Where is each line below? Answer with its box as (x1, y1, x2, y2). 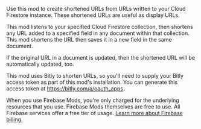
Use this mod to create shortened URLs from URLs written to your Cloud (6, 5, 186, 12)
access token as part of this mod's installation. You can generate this (6, 78, 178, 86)
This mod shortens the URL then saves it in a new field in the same (6, 36, 172, 43)
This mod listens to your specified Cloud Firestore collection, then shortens (6, 24, 193, 30)
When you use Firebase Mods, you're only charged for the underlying (6, 96, 179, 104)
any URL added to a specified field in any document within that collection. (6, 30, 190, 37)
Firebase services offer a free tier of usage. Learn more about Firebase (6, 110, 183, 116)
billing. (6, 116, 23, 123)
